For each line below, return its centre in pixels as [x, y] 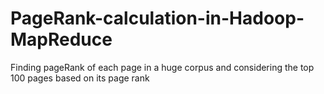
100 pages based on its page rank [80, 78]
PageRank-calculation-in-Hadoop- [157, 18]
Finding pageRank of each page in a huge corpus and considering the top [162, 67]
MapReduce [61, 39]
